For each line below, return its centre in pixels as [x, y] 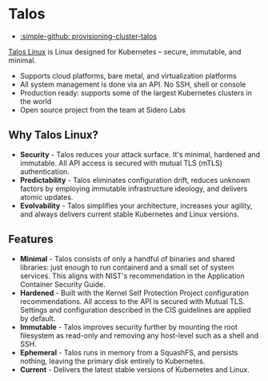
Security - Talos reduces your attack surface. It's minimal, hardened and [140, 154]
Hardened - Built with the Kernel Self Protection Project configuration [134, 293]
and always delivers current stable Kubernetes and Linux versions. [130, 214]
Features [31, 239]
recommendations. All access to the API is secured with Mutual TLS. [132, 301]
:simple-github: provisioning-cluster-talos [88, 36]
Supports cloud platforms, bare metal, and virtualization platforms [128, 75]
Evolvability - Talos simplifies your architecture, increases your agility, [136, 205]
